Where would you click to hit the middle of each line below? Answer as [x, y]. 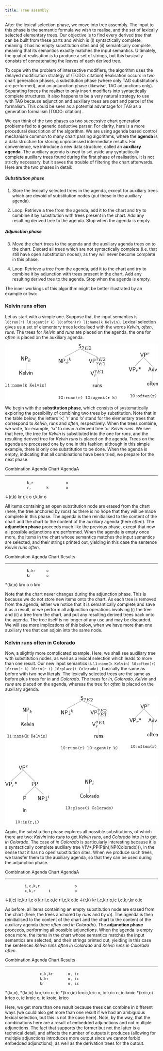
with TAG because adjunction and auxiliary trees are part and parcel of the [79, 101]
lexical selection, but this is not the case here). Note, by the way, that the [78, 1018]
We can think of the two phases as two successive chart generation [73, 121]
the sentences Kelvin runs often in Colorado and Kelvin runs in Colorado [77, 945]
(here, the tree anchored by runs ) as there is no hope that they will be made [81, 511]
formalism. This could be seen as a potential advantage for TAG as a [73, 106]
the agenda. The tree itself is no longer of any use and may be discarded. [78, 620]
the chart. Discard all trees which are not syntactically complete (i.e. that [84, 249]
